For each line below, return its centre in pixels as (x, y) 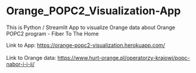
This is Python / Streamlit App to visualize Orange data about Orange (91, 27)
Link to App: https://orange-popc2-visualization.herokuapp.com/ (86, 45)
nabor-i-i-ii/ (20, 64)
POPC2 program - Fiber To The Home (53, 33)
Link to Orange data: (31, 58)
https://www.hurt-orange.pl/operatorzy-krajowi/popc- (124, 58)
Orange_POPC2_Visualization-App (94, 11)
